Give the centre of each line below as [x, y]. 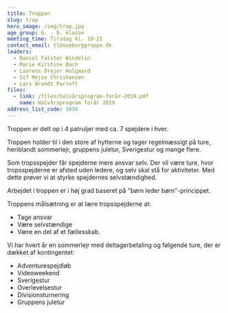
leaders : [20, 52]
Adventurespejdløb [44, 266]
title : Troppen [29, 13]
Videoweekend [38, 273]
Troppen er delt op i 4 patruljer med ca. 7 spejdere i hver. [88, 128]
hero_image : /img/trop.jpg [46, 26]
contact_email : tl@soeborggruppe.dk [59, 45]
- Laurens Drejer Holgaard [52, 71]
